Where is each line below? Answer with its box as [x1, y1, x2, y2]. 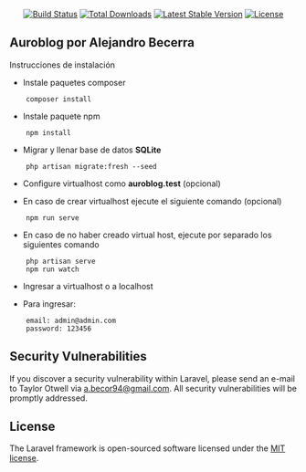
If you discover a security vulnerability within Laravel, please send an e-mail [9, 372, 295, 383]
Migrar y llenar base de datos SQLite [22, 144, 162, 155]
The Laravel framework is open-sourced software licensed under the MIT [9, 443, 286, 454]
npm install [26, 128, 71, 137]
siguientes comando [22, 238, 100, 250]
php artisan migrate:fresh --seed [26, 162, 157, 171]
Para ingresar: [22, 298, 76, 309]
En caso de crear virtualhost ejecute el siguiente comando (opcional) [22, 195, 282, 206]
